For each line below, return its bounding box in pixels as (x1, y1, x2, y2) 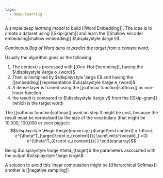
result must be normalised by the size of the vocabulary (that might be (5, 115, 146, 120)
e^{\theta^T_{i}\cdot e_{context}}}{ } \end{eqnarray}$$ (26, 138, 137, 144)
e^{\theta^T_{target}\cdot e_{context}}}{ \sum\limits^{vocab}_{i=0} (15, 133, 148, 138)
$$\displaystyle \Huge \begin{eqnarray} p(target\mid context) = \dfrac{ (10, 127, 153, 133)
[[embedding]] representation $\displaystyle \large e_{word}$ (12, 79, 136, 85)
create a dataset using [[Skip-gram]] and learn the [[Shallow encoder (5, 30, 144, 36)
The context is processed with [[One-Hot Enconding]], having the (12, 64, 144, 70)
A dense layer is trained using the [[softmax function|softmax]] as (12, 84, 144, 90)
